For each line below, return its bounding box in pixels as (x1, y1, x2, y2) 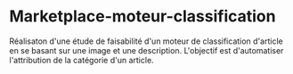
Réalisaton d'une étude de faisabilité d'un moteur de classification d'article (9, 36, 283, 46)
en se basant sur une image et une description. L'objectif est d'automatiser (9, 45, 284, 55)
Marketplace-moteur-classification (9, 6, 276, 27)
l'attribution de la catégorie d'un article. (9, 54, 154, 65)
